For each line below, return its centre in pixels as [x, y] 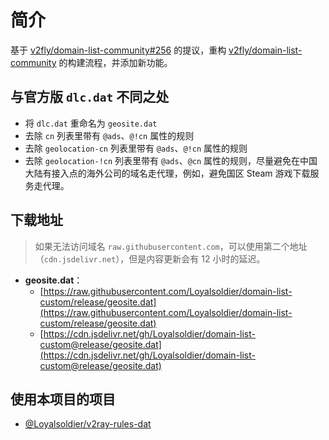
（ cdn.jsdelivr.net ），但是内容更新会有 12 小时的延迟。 [150, 258]
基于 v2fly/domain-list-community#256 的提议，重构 [118, 50]
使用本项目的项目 [63, 399]
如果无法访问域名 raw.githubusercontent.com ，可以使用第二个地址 [171, 246]
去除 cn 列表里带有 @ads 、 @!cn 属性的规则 [109, 135]
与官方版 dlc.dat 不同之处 [90, 97]
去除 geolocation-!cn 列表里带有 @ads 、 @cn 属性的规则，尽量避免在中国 [171, 160]
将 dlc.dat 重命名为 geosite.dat [91, 123]
